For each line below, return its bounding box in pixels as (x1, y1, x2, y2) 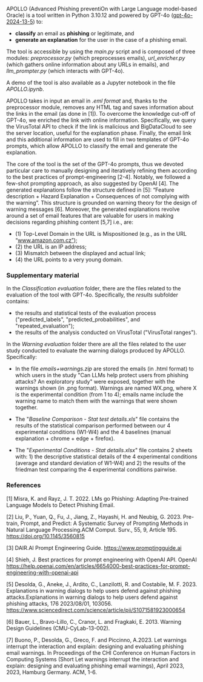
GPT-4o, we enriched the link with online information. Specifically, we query (6, 116, 196, 124)
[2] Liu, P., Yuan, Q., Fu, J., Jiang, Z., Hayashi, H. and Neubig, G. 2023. (6, 513, 182, 520)
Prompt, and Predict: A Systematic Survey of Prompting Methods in (20, 520, 189, 527)
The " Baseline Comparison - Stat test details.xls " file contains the (15, 415, 180, 423)
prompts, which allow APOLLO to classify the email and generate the (6, 142, 178, 149)
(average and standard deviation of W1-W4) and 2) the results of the (15, 460, 186, 467)
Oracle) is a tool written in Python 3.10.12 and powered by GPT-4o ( (6, 12, 174, 19)
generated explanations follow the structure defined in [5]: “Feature (6, 186, 175, 193)
